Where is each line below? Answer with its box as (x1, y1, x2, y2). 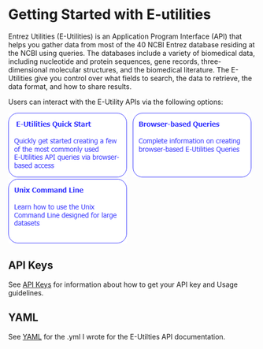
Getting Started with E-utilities (8, 6, 211, 24)
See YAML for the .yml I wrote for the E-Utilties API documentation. (8, 332, 226, 341)
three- (201, 57, 222, 66)
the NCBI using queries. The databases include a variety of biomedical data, (8, 48, 256, 58)
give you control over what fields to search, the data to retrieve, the (34, 73, 253, 83)
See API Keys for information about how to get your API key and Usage (8, 280, 239, 289)
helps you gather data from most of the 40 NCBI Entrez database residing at (8, 39, 255, 49)
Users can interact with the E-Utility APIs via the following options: (8, 97, 224, 106)
